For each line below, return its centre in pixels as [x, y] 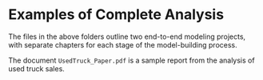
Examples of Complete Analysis [116, 15]
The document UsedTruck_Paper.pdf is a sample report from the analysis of [131, 60]
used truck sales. [37, 68]
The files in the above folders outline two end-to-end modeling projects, [127, 36]
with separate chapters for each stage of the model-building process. [123, 44]
